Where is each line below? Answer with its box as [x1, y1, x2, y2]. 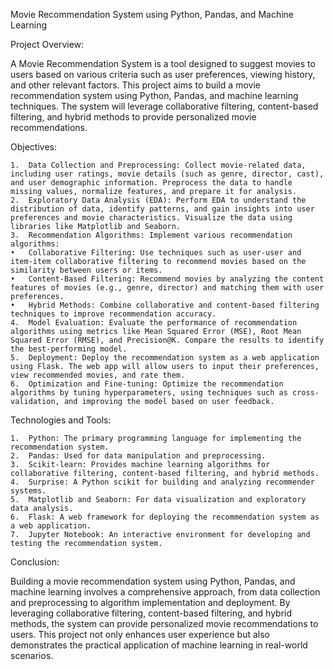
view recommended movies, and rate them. [10, 370, 186, 380]
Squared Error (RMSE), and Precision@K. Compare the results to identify [10, 335, 325, 345]
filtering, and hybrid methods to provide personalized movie [10, 111, 257, 123]
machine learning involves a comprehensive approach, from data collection [10, 586, 321, 598]
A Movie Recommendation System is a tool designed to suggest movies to [10, 58, 316, 69]
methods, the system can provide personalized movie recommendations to [10, 618, 319, 629]
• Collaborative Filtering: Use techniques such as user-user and [10, 248, 302, 258]
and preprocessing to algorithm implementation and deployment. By [10, 597, 291, 608]
